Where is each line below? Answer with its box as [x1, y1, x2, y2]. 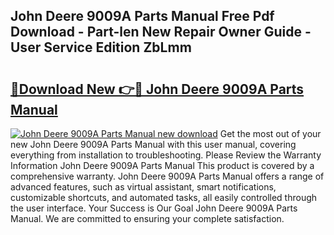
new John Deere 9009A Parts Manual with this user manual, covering [10, 139, 297, 150]
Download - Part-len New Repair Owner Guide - [10, 24, 312, 41]
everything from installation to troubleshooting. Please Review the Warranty [10, 149, 322, 161]
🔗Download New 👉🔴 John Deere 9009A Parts [10, 80, 305, 98]
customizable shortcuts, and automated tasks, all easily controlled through [10, 192, 318, 203]
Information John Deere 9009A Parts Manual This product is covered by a [10, 160, 315, 171]
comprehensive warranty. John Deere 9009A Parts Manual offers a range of [10, 170, 325, 182]
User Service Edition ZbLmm [10, 39, 192, 56]
